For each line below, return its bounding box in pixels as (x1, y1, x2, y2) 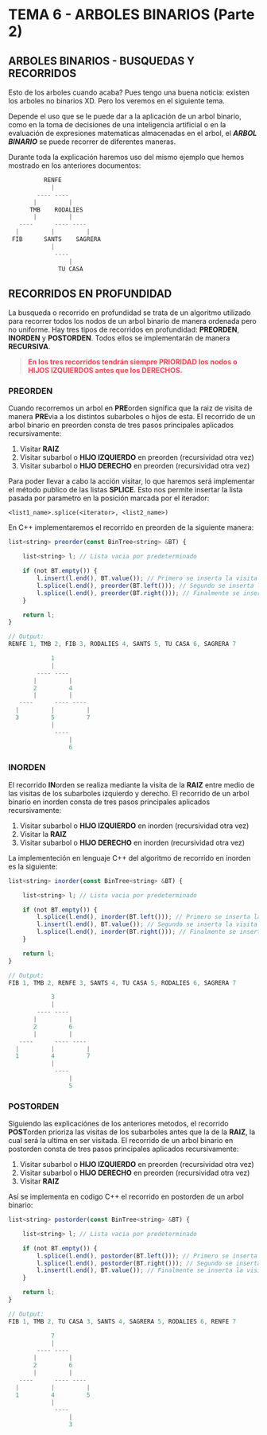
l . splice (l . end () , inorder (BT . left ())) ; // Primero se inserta (37, 913, 250, 921)
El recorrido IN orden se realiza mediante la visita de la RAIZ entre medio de (8, 780, 255, 789)
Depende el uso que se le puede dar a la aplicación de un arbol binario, (8, 111, 242, 121)
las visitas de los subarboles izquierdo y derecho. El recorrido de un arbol (8, 788, 250, 798)
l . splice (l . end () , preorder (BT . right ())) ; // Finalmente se (37, 589, 240, 597)
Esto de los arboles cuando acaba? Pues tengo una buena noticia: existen (8, 87, 250, 97)
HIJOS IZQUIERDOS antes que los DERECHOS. (27, 366, 183, 375)
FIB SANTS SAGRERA (11, 235, 102, 243)
